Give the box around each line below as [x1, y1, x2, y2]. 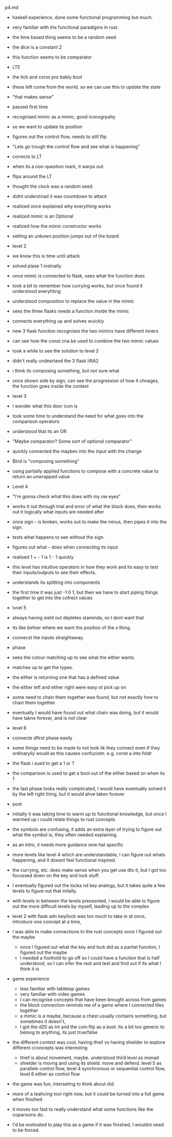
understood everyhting [12, 288, 61, 294]
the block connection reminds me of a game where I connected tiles [20, 1002, 164, 1008]
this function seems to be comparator [12, 54, 92, 60]
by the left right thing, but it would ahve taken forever [12, 791, 125, 797]
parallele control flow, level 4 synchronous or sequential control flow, [20, 1066, 166, 1071]
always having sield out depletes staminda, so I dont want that [12, 615, 144, 620]
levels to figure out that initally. [12, 888, 78, 894]
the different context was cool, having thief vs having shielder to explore [12, 1039, 165, 1045]
